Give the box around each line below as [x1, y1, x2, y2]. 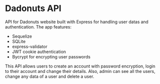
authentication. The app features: [5, 24, 72, 29]
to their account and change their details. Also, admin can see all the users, [5, 68, 156, 74]
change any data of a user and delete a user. [5, 73, 95, 79]
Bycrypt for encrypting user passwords [12, 54, 91, 59]
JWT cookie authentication [12, 49, 66, 55]
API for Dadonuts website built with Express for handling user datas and [5, 19, 149, 25]
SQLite [12, 38, 26, 44]
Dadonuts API [5, 3, 62, 14]
